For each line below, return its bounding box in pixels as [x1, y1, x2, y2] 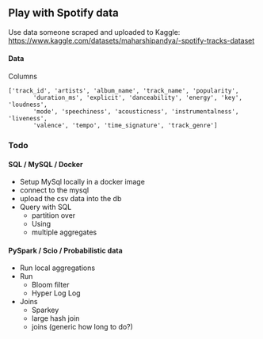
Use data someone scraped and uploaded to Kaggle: [8, 27, 181, 36]
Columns [8, 71, 38, 82]
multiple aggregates [31, 227, 97, 237]
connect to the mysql [19, 185, 90, 195]
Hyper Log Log [31, 288, 81, 298]
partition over [31, 211, 76, 220]
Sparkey [31, 305, 59, 315]
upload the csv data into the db [19, 194, 122, 204]
